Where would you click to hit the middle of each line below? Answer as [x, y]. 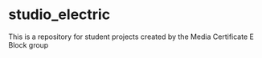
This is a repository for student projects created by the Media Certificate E [131, 37]
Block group [29, 44]
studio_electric [59, 15]
